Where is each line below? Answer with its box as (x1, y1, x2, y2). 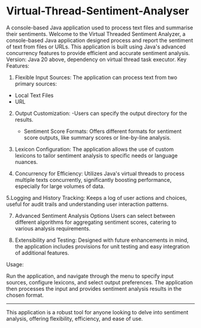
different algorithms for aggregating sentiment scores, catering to (14, 218, 177, 226)
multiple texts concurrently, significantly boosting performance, (14, 176, 172, 183)
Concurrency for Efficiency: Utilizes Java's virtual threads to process (14, 169, 185, 177)
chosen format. (6, 291, 44, 299)
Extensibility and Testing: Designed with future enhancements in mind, (14, 236, 189, 244)
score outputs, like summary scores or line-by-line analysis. (23, 133, 172, 141)
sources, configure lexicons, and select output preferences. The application (6, 278, 193, 286)
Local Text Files (14, 92, 54, 99)
